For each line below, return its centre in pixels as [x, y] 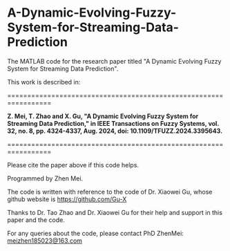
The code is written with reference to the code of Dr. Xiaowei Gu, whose [110, 192]
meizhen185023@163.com [45, 241]
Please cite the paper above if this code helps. [73, 165]
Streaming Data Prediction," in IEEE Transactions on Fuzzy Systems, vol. [113, 123]
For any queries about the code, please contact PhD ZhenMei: [96, 233]
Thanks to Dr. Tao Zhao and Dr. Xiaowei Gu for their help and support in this [115, 212]
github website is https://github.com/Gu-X [67, 199]
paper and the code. [36, 220]
